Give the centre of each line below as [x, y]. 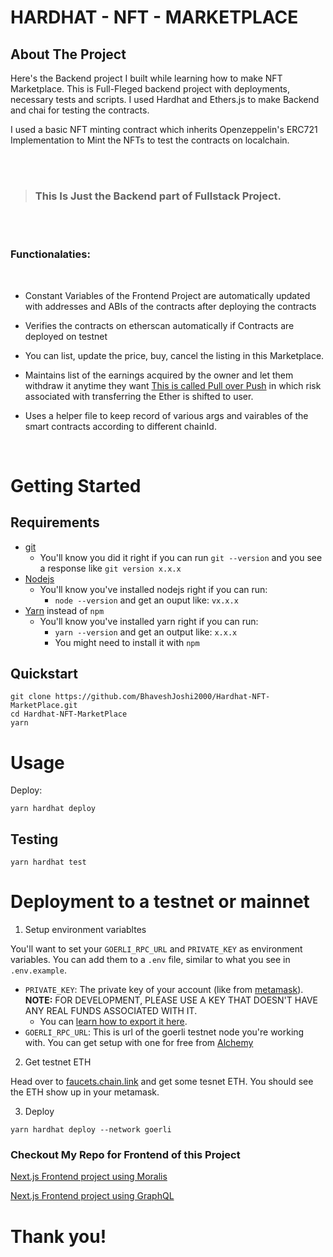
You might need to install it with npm [127, 642]
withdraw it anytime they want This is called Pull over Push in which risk [173, 385]
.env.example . [38, 970]
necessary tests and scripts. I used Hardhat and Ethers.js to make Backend [165, 99]
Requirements [55, 522]
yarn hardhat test [48, 862]
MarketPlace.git [44, 706]
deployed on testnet [66, 336]
